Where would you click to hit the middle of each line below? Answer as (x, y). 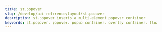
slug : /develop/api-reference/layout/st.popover (55, 14)
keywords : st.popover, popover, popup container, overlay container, (76, 22)
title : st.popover (23, 9)
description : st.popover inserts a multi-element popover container (75, 18)
